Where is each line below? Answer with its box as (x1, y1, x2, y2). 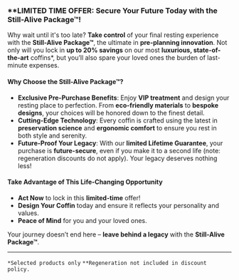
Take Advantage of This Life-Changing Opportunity (7, 177, 163, 187)
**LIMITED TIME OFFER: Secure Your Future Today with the (7, 6, 218, 16)
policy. (7, 266, 31, 273)
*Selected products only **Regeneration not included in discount (7, 259, 207, 266)
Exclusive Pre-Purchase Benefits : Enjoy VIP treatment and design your (17, 93, 230, 102)
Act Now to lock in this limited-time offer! (17, 193, 141, 202)
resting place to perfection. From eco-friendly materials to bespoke (17, 100, 219, 109)
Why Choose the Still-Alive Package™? (7, 77, 124, 85)
